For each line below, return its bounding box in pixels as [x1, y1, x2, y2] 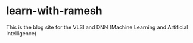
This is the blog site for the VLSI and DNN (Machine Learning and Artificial [6, 24, 188, 31]
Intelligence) [6, 29, 37, 37]
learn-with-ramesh [6, 4, 102, 18]
